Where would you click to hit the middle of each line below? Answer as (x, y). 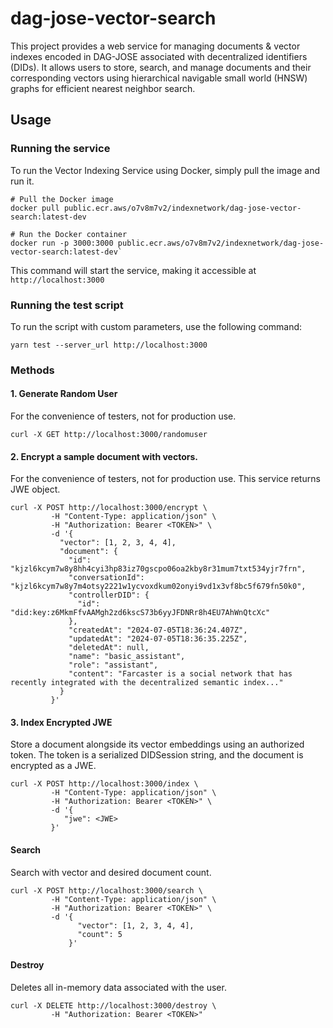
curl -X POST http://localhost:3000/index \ (104, 784)
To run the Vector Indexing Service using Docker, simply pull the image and (165, 170)
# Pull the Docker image (62, 199)
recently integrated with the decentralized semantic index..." (147, 683)
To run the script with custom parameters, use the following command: (156, 326)
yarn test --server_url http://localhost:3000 (109, 345)
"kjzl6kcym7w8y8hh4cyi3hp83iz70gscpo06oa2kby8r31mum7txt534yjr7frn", (158, 569)
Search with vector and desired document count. (111, 872)
